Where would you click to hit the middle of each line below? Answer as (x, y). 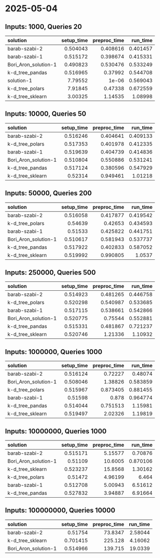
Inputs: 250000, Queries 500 (50, 273)
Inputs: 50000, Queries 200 (49, 193)
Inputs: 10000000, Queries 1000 (56, 431)
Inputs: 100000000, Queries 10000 (60, 510)
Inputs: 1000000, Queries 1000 (54, 352)
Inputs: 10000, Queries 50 (46, 114)
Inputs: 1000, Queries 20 (43, 27)
